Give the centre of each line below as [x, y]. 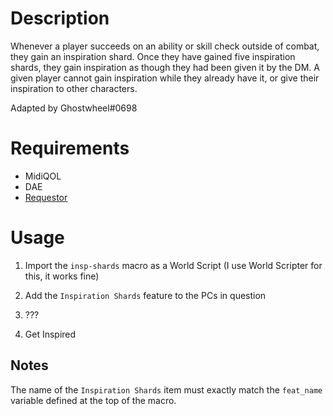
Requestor [46, 197]
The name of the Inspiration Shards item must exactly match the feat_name [166, 389]
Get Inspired [50, 334]
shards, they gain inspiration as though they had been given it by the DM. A [165, 67]
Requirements [70, 148]
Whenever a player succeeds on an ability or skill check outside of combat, [165, 46]
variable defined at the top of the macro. [93, 400]
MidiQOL [43, 176]
